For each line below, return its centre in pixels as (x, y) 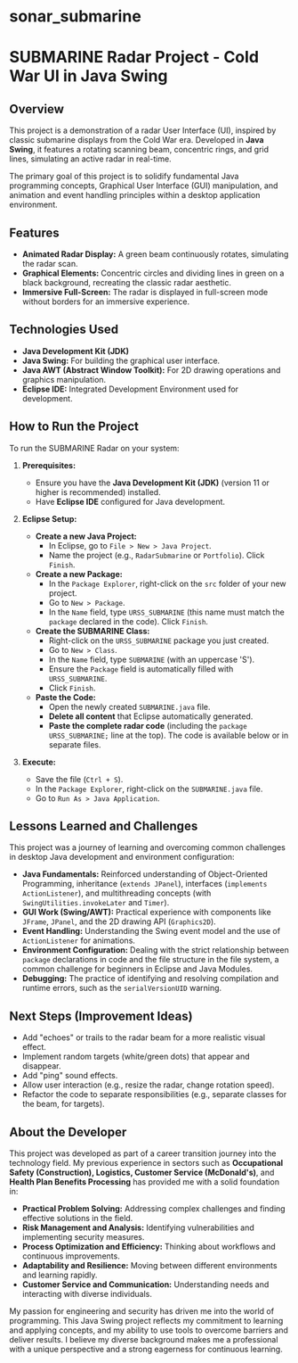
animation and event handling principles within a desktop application (135, 195)
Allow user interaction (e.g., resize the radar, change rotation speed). (148, 1085)
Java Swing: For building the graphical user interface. (121, 360)
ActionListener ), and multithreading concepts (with (117, 893)
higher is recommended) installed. (98, 492)
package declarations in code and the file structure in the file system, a (150, 960)
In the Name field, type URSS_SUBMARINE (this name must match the (166, 612)
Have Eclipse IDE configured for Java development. (130, 501)
